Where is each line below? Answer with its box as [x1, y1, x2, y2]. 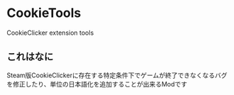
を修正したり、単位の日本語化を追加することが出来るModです [6, 79, 188, 88]
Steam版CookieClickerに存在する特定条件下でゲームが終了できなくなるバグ [6, 71, 228, 79]
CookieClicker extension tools [6, 28, 94, 37]
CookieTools [6, 5, 82, 21]
